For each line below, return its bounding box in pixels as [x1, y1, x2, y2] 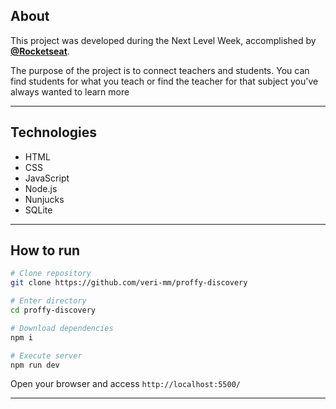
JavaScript [24, 172, 70, 184]
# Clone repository [10, 269, 92, 279]
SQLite [24, 204, 53, 216]
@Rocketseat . [10, 45, 70, 57]
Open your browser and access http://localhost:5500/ [10, 378, 241, 390]
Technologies [10, 124, 98, 141]
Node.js [24, 182, 58, 194]
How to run [10, 242, 81, 259]
